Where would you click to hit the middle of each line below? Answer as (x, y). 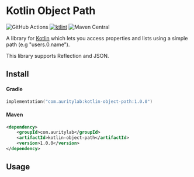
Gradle (15, 89)
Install (18, 74)
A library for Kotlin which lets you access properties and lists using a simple (97, 38)
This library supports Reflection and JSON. (58, 55)
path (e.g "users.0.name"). (38, 44)
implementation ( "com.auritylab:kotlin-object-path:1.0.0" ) (79, 101)
